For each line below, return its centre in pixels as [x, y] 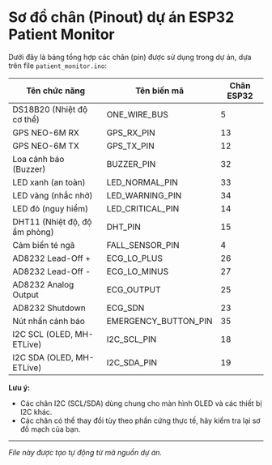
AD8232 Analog [43, 284]
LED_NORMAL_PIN [142, 182]
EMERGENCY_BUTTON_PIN [159, 321]
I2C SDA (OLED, [43, 357]
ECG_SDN [125, 308]
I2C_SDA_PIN [132, 362]
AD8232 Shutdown [49, 308]
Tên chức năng [55, 91]
